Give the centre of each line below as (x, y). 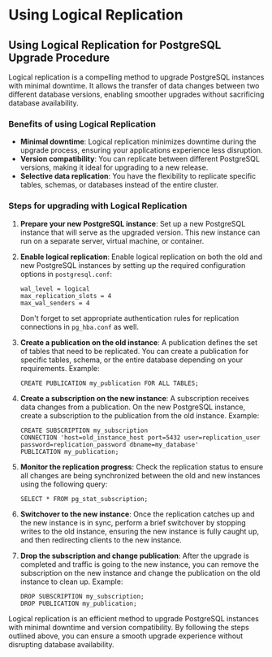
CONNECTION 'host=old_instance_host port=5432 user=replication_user (140, 437)
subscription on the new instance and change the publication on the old (140, 573)
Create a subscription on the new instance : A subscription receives (134, 398)
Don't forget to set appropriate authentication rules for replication (130, 318)
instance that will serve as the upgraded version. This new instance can (140, 232)
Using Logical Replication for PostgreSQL (115, 45)
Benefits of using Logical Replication (82, 123)
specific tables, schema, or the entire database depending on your (132, 360)
